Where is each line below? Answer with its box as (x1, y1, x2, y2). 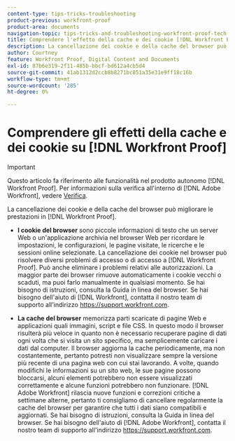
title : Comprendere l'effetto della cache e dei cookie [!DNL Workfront (7, 36, 224, 43)
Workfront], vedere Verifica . (7, 191, 88, 200)
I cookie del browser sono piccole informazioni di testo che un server (17, 226, 219, 235)
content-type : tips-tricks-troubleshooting (7, 10, 136, 18)
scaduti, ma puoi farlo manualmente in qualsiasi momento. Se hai (17, 278, 205, 287)
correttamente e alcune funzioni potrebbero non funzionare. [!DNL (17, 381, 209, 390)
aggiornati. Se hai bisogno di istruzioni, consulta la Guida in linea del (17, 411, 215, 419)
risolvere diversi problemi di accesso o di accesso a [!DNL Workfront (17, 256, 216, 264)
